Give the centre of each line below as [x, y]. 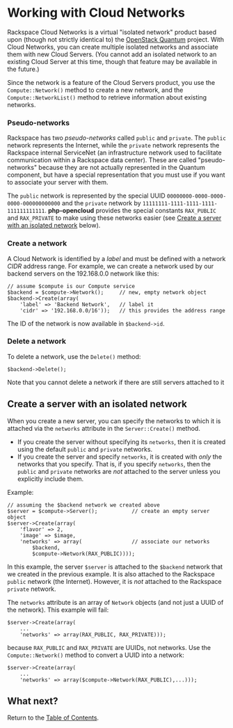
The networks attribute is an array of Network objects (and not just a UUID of [115, 602]
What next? [33, 701]
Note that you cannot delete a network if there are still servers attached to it [116, 382]
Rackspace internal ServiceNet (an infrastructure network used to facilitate [114, 153]
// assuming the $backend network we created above [83, 505]
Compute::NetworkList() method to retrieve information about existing [107, 97]
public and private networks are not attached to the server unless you [119, 471]
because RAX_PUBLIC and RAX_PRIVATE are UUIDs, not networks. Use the [109, 647]
